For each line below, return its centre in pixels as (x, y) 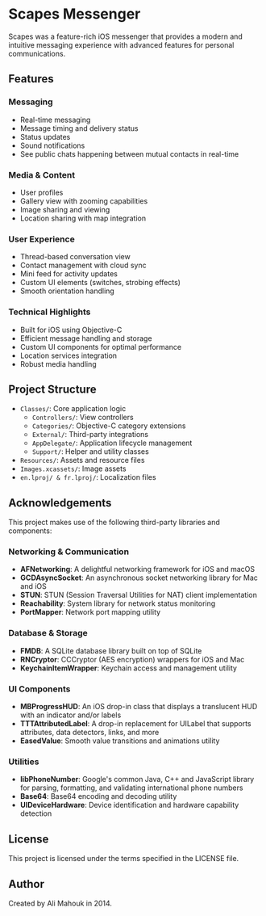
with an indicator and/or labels (71, 715)
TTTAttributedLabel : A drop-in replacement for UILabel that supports (135, 724)
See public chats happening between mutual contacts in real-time (129, 153)
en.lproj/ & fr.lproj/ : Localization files (88, 477)
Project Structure (52, 389)
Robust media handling (58, 363)
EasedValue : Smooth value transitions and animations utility (120, 741)
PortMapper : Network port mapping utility (90, 612)
